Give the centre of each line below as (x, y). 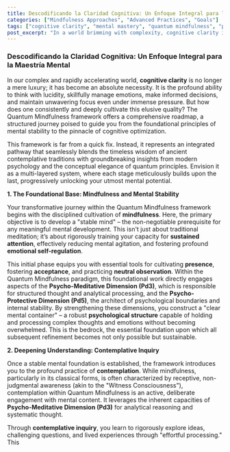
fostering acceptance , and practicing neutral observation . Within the (105, 271)
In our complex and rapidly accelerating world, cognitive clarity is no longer (115, 80)
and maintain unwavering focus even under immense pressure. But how (108, 102)
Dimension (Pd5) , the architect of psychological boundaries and (129, 300)
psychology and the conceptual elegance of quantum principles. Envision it (113, 166)
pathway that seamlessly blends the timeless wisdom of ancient (97, 151)
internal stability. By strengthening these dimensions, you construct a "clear (114, 307)
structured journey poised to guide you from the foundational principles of (112, 123)
